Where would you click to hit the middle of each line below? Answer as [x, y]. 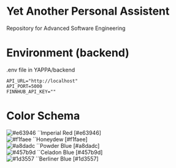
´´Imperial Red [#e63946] [69, 133]
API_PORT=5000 [25, 86]
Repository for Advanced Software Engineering [66, 28]
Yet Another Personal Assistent [88, 11]
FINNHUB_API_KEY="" [31, 92]
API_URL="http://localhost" [42, 81]
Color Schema [43, 116]
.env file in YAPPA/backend [41, 70]
